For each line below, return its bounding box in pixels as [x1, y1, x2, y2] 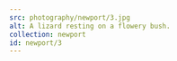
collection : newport [9, 30, 87, 39]
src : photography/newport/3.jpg [9, 13, 130, 22]
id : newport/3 [9, 38, 63, 48]
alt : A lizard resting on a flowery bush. [9, 22, 171, 30]
